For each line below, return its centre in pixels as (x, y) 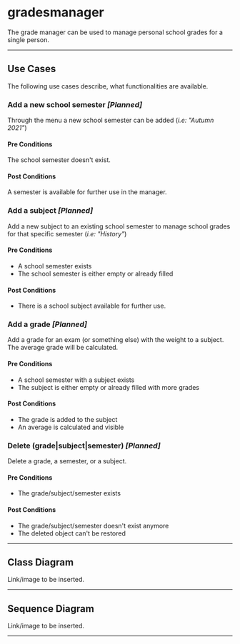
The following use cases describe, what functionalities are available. (108, 86)
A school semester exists (55, 266)
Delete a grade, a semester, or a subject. (67, 461)
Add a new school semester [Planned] (75, 104)
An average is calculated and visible (71, 427)
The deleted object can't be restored (72, 533)
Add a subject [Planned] (50, 211)
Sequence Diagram (51, 609)
